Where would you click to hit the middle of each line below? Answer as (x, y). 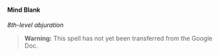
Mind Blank (24, 10)
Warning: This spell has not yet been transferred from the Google (118, 39)
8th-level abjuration (35, 25)
